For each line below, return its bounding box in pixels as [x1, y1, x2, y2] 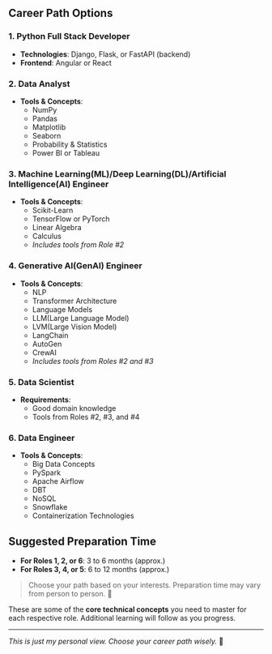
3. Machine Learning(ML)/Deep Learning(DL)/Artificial [8, 168, 227, 179]
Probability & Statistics [32, 139, 108, 149]
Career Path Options [8, 6, 113, 20]
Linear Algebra [32, 223, 83, 233]
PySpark [32, 468, 62, 477]
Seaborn [32, 130, 62, 140]
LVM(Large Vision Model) [32, 322, 117, 331]
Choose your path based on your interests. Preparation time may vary [28, 579, 261, 590]
